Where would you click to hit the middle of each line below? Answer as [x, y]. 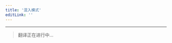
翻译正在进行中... [36, 35]
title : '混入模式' [24, 10]
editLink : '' [19, 15]
